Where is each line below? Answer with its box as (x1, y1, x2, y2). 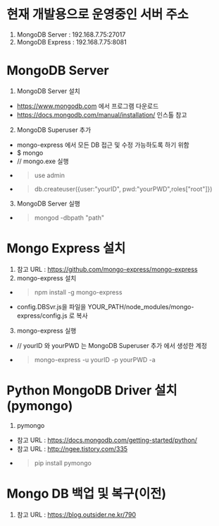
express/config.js (16, 311, 68, 320)
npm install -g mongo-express (34, 287, 123, 297)
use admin (34, 171, 65, 179)
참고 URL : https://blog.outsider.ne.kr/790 (16, 510, 137, 519)
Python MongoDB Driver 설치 (6, 383, 177, 398)
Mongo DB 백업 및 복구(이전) (6, 485, 167, 501)
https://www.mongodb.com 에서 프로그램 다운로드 (16, 102, 159, 110)
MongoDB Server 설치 (16, 86, 80, 95)
